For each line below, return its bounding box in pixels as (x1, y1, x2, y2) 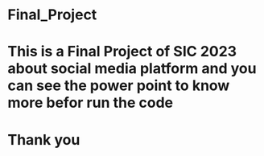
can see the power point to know (7, 76, 230, 95)
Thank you (7, 130, 80, 149)
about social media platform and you (7, 60, 257, 78)
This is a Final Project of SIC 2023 (7, 43, 237, 61)
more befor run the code (7, 94, 174, 112)
